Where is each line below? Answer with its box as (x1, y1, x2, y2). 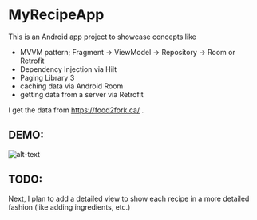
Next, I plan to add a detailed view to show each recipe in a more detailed (8, 194, 250, 203)
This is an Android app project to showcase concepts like (8, 32, 197, 41)
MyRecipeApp (8, 6, 105, 24)
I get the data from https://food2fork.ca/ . (8, 105, 144, 115)
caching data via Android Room (19, 81, 124, 91)
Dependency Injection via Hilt (19, 64, 117, 73)
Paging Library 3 (19, 73, 75, 82)
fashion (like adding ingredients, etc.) (8, 202, 131, 212)
